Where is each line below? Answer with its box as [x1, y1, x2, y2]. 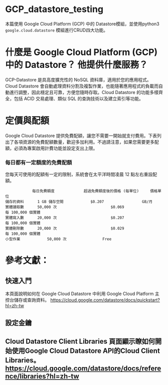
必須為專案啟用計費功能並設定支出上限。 [14, 145, 98, 151]
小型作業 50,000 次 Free [5, 237, 112, 242]
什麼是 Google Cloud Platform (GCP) [5, 47, 158, 58]
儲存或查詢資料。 [14, 297, 49, 303]
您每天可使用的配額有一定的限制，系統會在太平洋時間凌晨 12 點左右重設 [5, 171, 153, 177]
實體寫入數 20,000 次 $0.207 [5, 215, 124, 221]
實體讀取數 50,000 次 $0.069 [5, 205, 124, 210]
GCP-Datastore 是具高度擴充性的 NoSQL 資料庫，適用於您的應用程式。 [5, 76, 151, 82]
